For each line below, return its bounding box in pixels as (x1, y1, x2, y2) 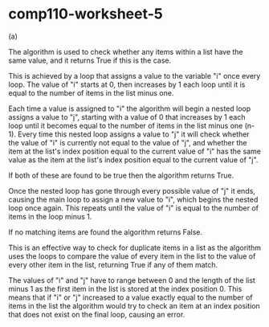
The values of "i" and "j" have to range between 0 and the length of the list (8, 275, 255, 285)
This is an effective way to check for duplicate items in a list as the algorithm (8, 243, 262, 252)
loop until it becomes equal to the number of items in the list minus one (8, 121, 243, 130)
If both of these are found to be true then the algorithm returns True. (8, 170, 234, 180)
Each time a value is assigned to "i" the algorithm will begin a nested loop (8, 104, 251, 113)
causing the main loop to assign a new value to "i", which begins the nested (8, 194, 259, 204)
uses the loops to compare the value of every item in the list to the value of (8, 251, 256, 261)
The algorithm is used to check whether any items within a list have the (8, 47, 243, 56)
